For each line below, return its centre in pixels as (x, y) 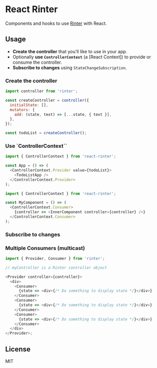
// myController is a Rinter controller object (56, 268)
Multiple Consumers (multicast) (45, 248)
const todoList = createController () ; (46, 133)
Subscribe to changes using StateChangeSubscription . (70, 67)
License (18, 349)
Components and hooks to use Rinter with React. (56, 23)
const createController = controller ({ (47, 100)
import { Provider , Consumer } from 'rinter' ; (55, 259)
